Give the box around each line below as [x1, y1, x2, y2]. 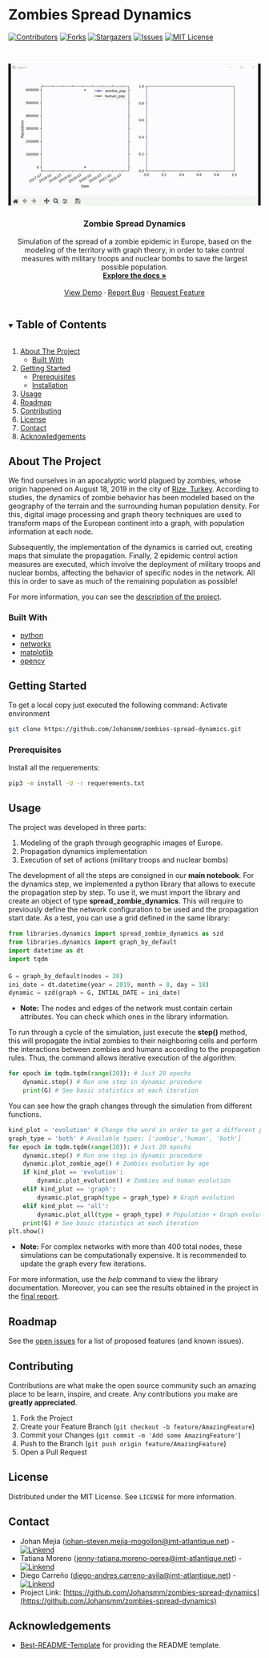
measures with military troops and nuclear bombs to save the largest [21, 253, 248, 263]
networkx [19, 639, 52, 649]
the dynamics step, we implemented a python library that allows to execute [8, 880, 256, 889]
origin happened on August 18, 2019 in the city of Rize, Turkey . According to [8, 484, 259, 494]
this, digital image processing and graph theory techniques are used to [8, 510, 242, 520]
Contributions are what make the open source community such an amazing [8, 1381, 256, 1390]
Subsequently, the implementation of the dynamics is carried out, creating [8, 543, 253, 552]
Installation [31, 380, 68, 390]
